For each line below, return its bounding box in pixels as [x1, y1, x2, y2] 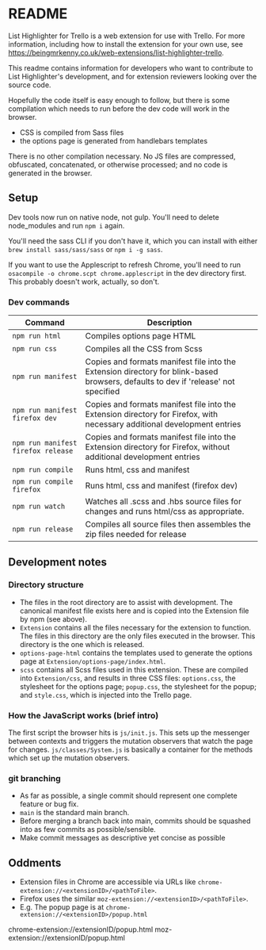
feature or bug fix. [19, 799, 79, 809]
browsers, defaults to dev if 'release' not [85, 376, 235, 387]
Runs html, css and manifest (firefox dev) [85, 481, 238, 492]
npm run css [12, 344, 58, 354]
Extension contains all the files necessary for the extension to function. [19, 622, 252, 632]
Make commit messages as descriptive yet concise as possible [19, 833, 226, 843]
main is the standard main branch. [19, 808, 130, 818]
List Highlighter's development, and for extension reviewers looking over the [8, 71, 257, 81]
